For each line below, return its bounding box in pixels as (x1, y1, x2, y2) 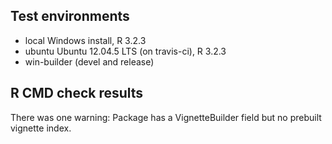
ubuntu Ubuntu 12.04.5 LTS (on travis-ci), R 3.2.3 (24, 45, 227, 57)
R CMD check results (10, 85, 144, 102)
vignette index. (10, 122, 72, 134)
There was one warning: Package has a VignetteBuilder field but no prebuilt (10, 111, 322, 123)
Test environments (10, 8, 130, 25)
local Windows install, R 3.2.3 (24, 34, 147, 46)
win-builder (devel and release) (24, 55, 155, 68)
